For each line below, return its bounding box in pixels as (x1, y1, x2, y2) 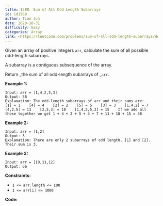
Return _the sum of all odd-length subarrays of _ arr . (5, 71, 110, 77)
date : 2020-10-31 (5, 20, 40, 26)
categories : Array (5, 30, 42, 34)
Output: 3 (5, 133, 25, 138)
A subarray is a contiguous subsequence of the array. (5, 62, 113, 68)
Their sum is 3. (5, 142, 38, 147)
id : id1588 (5, 12, 27, 16)
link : (5, 34, 16, 39)
